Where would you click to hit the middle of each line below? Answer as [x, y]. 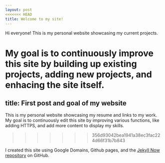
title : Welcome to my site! [34, 19]
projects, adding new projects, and [79, 74]
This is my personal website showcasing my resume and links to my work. [81, 115]
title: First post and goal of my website [66, 103]
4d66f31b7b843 [109, 141]
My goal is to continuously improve [79, 53]
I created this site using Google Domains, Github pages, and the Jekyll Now [83, 150]
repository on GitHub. [27, 156]
